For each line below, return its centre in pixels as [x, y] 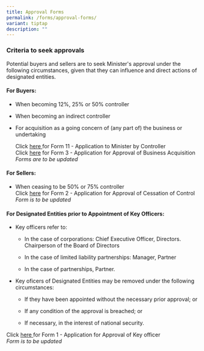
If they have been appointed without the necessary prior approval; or [111, 299]
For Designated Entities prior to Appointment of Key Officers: [86, 214]
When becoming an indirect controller [63, 116]
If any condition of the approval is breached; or [83, 311]
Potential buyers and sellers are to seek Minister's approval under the [94, 63]
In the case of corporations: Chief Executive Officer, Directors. [103, 239]
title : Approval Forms [35, 12]
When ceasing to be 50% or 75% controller [70, 186]
